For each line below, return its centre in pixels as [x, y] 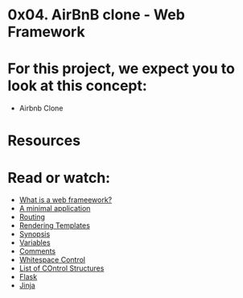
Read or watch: [59, 178]
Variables [35, 242]
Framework [46, 32]
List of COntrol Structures [62, 268]
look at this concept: [78, 86]
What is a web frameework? [66, 200]
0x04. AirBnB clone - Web [97, 15]
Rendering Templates [54, 226]
